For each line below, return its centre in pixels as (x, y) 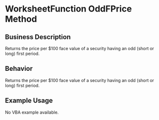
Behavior (19, 69)
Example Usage (29, 100)
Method (21, 19)
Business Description (38, 37)
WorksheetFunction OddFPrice (68, 9)
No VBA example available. (32, 112)
